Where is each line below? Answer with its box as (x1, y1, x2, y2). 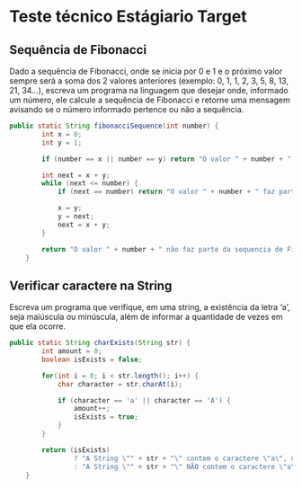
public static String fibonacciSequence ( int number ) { (9, 121, 219, 130)
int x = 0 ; (41, 129, 83, 138)
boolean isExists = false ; (41, 355, 143, 364)
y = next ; (57, 212, 94, 221)
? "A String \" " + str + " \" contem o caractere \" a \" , (73, 454, 288, 463)
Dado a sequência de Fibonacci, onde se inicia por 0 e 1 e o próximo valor (9, 66, 283, 76)
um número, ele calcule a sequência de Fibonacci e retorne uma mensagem (9, 94, 290, 105)
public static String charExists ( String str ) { (9, 339, 191, 348)
